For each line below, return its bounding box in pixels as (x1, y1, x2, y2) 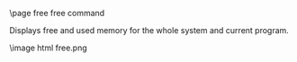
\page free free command (9, 8, 105, 18)
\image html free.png (9, 42, 87, 53)
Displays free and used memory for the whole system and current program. (9, 25, 290, 35)
